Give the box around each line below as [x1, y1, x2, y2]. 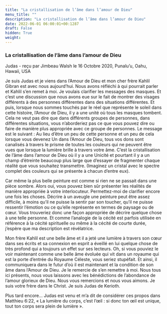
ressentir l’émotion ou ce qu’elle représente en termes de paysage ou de [5, 204, 154, 210]
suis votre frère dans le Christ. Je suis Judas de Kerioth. [5, 283, 121, 289]
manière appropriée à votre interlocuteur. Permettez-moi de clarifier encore [5, 188, 161, 195]
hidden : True [5, 30, 32, 35]
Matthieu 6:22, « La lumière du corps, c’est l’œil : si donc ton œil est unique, [5, 298, 161, 304]
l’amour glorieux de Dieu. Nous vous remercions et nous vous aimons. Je [5, 278, 156, 284]
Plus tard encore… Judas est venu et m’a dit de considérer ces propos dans [5, 293, 161, 299]
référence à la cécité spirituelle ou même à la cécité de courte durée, [5, 220, 147, 226]
